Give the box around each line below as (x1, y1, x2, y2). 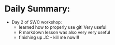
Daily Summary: (4, 3, 71, 14)
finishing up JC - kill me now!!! (18, 34, 80, 40)
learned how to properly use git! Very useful (18, 24, 107, 30)
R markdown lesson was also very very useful (18, 29, 111, 35)
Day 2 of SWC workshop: (11, 19, 62, 25)
